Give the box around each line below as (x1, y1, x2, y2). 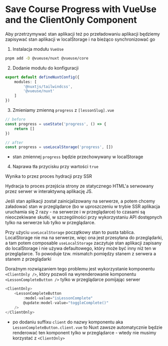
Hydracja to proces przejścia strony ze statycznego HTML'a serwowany (5, 183, 154, 189)
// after (5, 140, 24, 145)
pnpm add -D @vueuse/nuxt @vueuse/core (5, 55, 89, 61)
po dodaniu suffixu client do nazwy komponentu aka (12, 319, 123, 325)
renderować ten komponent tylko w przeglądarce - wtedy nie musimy (12, 329, 156, 335)
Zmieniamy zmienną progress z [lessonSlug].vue (12, 107, 114, 113)
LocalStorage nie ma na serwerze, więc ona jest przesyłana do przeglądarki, (5, 235, 163, 241)
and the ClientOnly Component (5, 14, 137, 26)
